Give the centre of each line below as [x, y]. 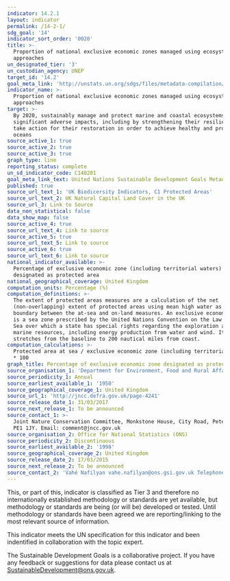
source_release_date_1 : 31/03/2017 [58, 403]
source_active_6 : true [39, 250]
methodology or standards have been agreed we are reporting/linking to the [114, 514]
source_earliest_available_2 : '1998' [61, 447]
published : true [30, 186]
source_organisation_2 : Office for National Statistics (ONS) [98, 434]
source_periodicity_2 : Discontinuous [61, 441]
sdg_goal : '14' [29, 33]
